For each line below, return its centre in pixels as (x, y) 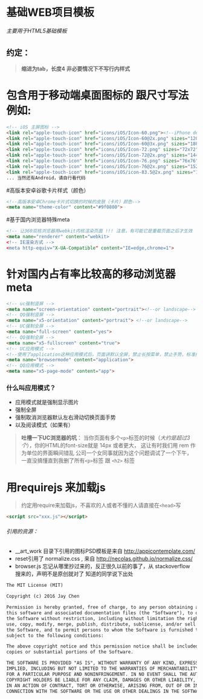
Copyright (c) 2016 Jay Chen (43, 597)
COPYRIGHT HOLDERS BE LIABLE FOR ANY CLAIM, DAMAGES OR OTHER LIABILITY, (101, 680)
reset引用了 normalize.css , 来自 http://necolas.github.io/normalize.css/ (104, 559)
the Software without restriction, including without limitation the (96, 618)
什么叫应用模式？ (31, 387)
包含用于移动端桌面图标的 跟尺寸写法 (98, 95)
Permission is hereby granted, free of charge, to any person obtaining (100, 607)
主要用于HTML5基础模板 (37, 30)
